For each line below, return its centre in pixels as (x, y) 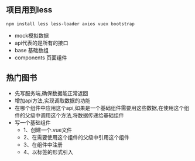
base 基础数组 (31, 50)
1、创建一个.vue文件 (47, 130)
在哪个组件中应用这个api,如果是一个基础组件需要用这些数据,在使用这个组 (102, 108)
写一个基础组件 (32, 122)
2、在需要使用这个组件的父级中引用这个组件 (76, 137)
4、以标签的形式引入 (48, 152)
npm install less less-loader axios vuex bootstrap (70, 24)
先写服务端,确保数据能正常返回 (51, 93)
